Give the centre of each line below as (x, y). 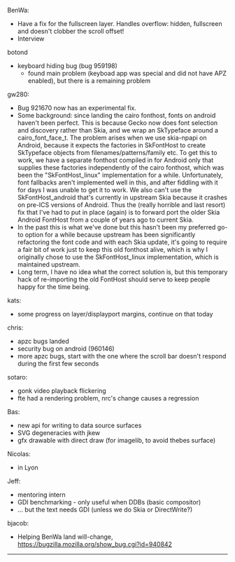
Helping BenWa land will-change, (65, 537)
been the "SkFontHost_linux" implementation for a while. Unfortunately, (120, 175)
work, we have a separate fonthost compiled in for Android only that (115, 160)
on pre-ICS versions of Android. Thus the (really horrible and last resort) (121, 205)
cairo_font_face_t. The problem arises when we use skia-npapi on (112, 138)
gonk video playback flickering (62, 391)
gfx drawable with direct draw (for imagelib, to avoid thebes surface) (116, 440)
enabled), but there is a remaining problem (89, 81)
